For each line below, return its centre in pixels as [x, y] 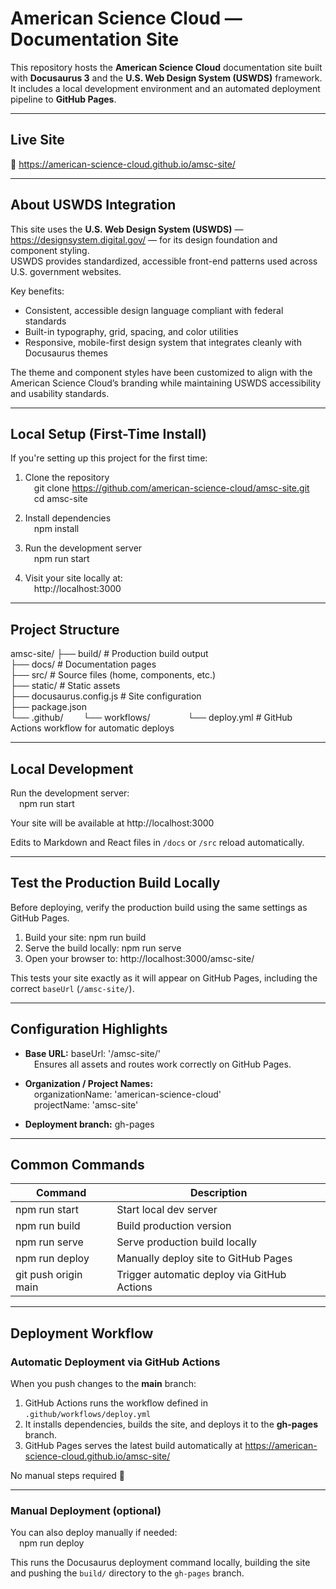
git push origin [49, 1275]
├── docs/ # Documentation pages [83, 664]
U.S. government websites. [66, 271]
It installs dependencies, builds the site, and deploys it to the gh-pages [171, 1424]
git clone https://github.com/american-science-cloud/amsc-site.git [171, 488]
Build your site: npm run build [85, 937]
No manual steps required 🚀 [67, 1476]
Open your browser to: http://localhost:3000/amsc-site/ [139, 958]
